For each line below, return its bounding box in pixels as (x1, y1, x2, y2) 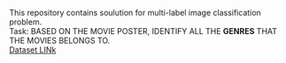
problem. (9, 17, 43, 27)
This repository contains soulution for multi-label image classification (9, 8, 261, 17)
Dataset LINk (9, 45, 57, 55)
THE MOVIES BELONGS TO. (9, 35, 111, 45)
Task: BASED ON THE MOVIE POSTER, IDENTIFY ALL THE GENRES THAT (9, 26, 277, 36)
